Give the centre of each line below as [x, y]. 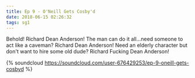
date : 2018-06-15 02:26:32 [39, 17]
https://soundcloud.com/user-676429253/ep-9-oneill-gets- [117, 63]
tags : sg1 [18, 22]
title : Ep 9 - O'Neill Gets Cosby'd [51, 11]
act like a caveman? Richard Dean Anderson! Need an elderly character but [97, 45]
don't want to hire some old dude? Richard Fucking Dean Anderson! [88, 52]
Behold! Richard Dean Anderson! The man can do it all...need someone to [95, 39]
